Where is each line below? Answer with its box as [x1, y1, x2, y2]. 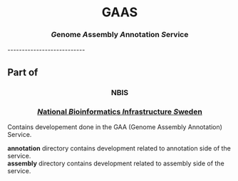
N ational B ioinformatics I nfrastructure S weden [36, 106, 203, 116]
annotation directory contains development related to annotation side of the [7, 144, 232, 153]
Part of [7, 66, 38, 78]
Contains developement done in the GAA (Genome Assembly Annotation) [7, 123, 223, 131]
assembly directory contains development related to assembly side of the [7, 159, 224, 168]
